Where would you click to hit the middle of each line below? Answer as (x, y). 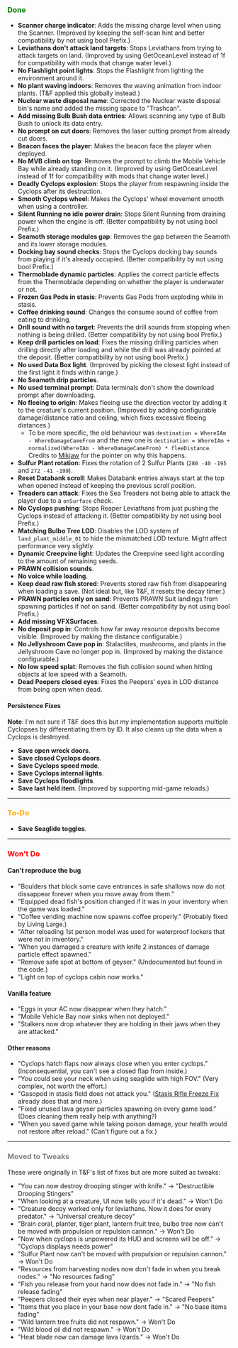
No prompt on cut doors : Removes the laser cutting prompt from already (124, 131)
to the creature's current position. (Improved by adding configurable (117, 411)
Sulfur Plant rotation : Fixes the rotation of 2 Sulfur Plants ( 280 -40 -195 (122, 463)
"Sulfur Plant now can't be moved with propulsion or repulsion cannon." (122, 1254)
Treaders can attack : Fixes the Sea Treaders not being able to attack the (124, 493)
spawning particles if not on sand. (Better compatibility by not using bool (124, 607)
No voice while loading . (53, 576)
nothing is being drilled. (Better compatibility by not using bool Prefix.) (120, 335)
